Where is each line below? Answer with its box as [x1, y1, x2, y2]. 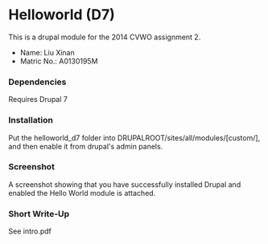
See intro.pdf [8, 226, 52, 236]
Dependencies [8, 76, 67, 87]
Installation [8, 115, 54, 126]
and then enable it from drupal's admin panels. [8, 141, 163, 151]
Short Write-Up [8, 208, 70, 219]
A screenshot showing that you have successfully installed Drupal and [8, 179, 241, 189]
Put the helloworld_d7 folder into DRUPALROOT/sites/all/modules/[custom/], [8, 132, 261, 142]
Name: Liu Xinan [19, 47, 75, 57]
